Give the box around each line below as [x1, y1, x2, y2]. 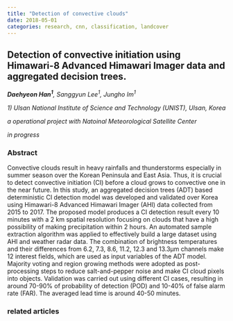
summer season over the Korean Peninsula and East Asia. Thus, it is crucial [7, 171, 222, 179]
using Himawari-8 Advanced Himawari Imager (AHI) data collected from [7, 201, 213, 209]
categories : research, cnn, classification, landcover [7, 23, 169, 30]
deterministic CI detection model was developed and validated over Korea [7, 193, 218, 201]
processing [7, 267, 40, 275]
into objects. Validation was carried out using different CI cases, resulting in [7, 274, 223, 283]
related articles [7, 306, 60, 316]
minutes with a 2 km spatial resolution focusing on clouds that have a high [7, 215, 219, 224]
